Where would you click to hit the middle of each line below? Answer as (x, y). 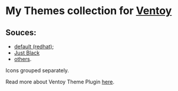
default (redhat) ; (34, 46)
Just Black (27, 53)
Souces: (21, 33)
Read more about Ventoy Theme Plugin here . (60, 82)
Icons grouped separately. (37, 70)
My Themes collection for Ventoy (89, 11)
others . (23, 59)
